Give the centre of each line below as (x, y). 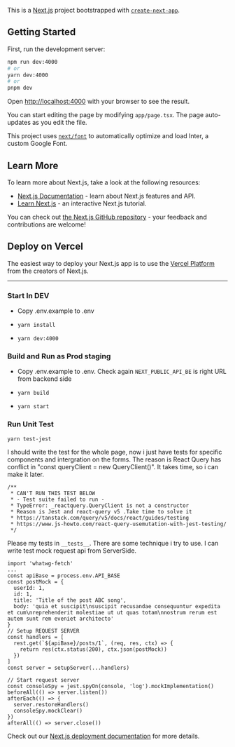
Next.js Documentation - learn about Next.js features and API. (106, 196)
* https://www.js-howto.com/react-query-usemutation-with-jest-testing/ (119, 524)
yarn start (33, 407)
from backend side (44, 379)
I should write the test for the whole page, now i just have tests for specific (115, 452)
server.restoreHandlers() (51, 704)
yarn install (36, 325)
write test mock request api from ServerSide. (72, 551)
